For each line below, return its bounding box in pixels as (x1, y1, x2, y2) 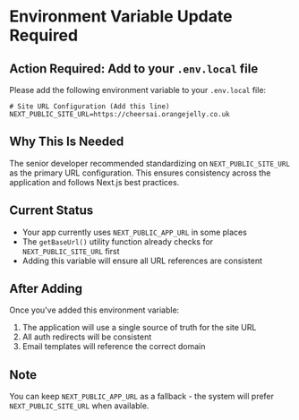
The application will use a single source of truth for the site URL (21, 322, 257, 333)
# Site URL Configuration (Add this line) (9, 102, 170, 111)
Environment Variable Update (9, 6, 233, 27)
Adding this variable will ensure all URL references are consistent (21, 255, 262, 266)
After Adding (9, 281, 83, 296)
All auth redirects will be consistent (21, 331, 152, 342)
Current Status (9, 203, 94, 219)
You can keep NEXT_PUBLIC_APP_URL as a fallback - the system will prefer (9, 391, 275, 402)
